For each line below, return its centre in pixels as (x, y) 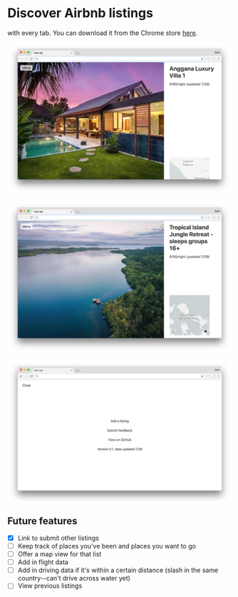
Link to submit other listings (58, 538)
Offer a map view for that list (59, 554)
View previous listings (50, 586)
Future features (42, 521)
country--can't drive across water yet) (74, 578)
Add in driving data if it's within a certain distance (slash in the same (118, 570)
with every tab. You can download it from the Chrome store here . (103, 33)
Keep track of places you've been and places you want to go (107, 546)
